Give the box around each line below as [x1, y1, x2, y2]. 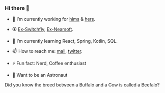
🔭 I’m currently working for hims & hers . [12, 16, 96, 22]
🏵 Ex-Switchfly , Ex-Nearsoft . [12, 26, 73, 33]
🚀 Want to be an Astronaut [12, 72, 68, 78]
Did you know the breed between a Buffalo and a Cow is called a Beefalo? [5, 82, 160, 88]
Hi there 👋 [5, 5, 30, 12]
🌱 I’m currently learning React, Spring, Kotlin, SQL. [12, 38, 118, 44]
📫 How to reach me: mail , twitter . [12, 48, 82, 54]
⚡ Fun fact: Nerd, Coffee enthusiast [12, 60, 87, 67]
